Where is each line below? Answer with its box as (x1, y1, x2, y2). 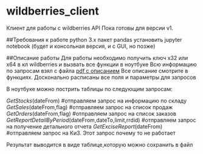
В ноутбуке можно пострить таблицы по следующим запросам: (6, 85, 173, 92)
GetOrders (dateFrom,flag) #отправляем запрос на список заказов (6, 110, 177, 117)
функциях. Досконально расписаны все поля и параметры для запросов (6, 73, 196, 81)
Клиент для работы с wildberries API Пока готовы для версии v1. (6, 24, 174, 32)
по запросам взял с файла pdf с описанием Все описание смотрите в (6, 67, 188, 74)
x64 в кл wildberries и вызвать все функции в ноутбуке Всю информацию (6, 61, 197, 68)
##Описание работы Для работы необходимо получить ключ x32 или (6, 54, 188, 61)
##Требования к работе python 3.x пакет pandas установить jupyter (6, 36, 182, 43)
